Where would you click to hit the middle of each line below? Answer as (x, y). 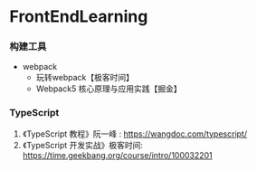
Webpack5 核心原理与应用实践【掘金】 (109, 89)
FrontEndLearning (79, 17)
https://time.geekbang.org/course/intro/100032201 (117, 155)
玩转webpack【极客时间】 (85, 78)
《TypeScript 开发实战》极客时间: (82, 145)
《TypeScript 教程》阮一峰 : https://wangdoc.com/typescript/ (134, 134)
